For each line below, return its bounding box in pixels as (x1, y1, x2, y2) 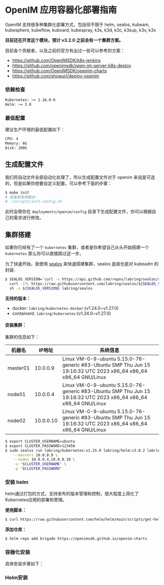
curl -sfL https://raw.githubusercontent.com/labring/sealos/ (9, 281, 139, 286)
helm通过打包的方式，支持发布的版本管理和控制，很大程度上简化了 (5, 491, 139, 497)
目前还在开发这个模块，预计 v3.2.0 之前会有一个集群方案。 (5, 37, 123, 43)
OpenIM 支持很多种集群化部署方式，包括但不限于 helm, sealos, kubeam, (5, 22, 150, 27)
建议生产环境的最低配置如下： (5, 127, 65, 133)
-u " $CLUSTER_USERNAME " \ (14, 462, 67, 467)
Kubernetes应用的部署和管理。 (5, 497, 67, 503)
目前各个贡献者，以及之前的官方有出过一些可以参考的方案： (5, 47, 125, 53)
